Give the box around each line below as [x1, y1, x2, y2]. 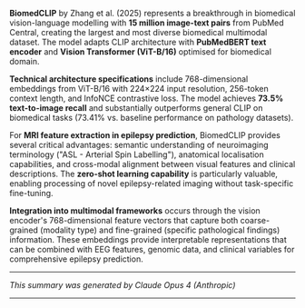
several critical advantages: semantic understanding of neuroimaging [9, 140, 269, 150]
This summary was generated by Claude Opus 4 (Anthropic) [9, 280, 236, 290]
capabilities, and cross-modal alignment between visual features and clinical [9, 159, 296, 169]
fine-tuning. [9, 188, 54, 198]
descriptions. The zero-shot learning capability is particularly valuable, [9, 168, 279, 179]
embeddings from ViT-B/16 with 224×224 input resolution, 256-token [9, 84, 270, 94]
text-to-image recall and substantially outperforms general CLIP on [9, 103, 263, 113]
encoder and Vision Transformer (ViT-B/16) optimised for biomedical [9, 46, 272, 57]
